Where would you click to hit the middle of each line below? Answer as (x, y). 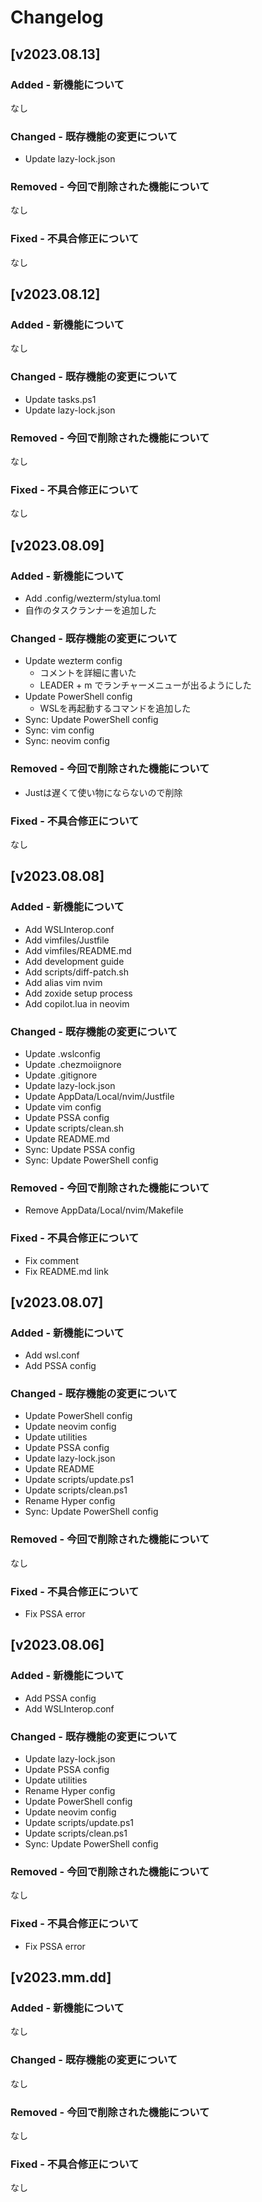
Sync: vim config (59, 730)
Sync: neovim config (67, 741)
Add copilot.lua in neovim (77, 1003)
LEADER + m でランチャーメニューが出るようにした (145, 685)
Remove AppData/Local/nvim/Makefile (104, 1210)
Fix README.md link (66, 1271)
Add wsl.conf (52, 1355)
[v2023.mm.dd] (61, 1977)
